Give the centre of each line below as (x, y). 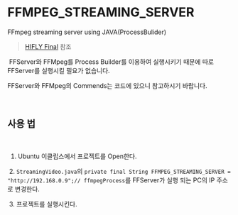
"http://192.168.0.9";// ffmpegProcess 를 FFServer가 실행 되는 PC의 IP (111, 180)
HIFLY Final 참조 (48, 46)
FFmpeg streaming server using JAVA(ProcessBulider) (87, 32)
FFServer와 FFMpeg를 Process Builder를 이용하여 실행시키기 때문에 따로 (112, 62)
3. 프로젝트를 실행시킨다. (43, 204)
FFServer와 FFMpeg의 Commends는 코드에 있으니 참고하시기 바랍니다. (107, 85)
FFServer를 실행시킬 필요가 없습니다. (59, 70)
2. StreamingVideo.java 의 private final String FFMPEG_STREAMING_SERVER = (120, 171)
